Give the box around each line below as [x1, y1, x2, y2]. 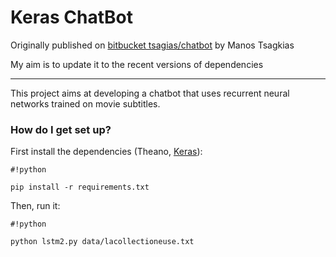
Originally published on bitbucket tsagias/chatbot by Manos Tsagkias [10, 39, 295, 51]
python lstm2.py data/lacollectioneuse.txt [10, 237, 195, 247]
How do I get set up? [10, 122, 112, 136]
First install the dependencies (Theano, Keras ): [10, 146, 203, 158]
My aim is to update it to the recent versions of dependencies [10, 58, 264, 70]
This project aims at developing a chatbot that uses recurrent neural [10, 87, 290, 99]
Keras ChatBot [10, 6, 133, 29]
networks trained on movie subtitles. [10, 97, 161, 110]
